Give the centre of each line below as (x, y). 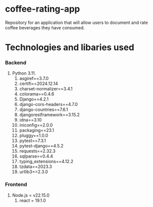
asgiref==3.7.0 (34, 79)
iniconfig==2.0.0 (36, 125)
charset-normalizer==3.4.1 (46, 89)
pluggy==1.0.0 (34, 136)
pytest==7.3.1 (33, 141)
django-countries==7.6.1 (44, 110)
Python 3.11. (24, 73)
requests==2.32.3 (38, 151)
